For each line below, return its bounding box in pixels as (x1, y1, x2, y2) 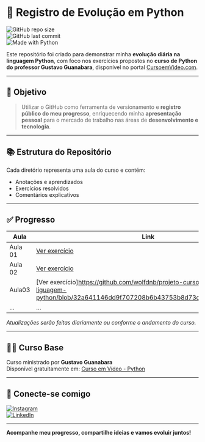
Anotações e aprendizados (15, 178, 84, 185)
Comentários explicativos (15, 191, 79, 198)
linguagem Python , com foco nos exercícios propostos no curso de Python (6, 57, 198, 64)
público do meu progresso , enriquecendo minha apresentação (21, 109, 182, 117)
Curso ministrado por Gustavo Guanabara (6, 359, 113, 366)
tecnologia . (21, 122, 51, 130)
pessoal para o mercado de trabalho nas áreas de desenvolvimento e (21, 116, 198, 123)
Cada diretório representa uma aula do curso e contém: (6, 166, 146, 174)
